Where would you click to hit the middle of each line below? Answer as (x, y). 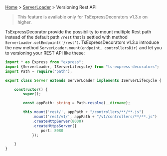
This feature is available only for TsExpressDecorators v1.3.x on (83, 17)
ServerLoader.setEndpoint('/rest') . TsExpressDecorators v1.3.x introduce (82, 42)
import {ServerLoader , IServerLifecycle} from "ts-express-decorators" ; (82, 67)
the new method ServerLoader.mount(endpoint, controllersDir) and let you (83, 48)
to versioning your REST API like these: (45, 53)
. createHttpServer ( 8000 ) (58, 121)
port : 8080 (52, 131)
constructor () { (31, 89)
